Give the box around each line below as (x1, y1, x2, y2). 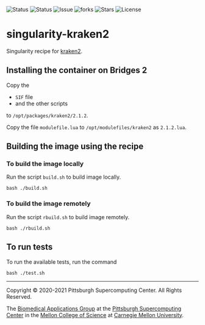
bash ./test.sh (6, 270, 45, 276)
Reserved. (6, 293, 32, 300)
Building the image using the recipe (6, 141, 144, 152)
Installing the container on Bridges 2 (6, 65, 148, 76)
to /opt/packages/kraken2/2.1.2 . (6, 111, 88, 119)
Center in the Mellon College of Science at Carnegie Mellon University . (6, 311, 184, 318)
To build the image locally (6, 160, 84, 168)
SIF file (15, 93, 34, 100)
